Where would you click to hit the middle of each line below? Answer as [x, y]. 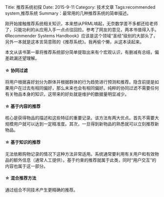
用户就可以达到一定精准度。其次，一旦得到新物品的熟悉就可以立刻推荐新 [86, 124]
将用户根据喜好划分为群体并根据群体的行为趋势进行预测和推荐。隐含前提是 [80, 82]
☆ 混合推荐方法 [21, 178]
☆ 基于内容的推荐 [23, 106]
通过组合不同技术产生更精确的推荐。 [41, 190]
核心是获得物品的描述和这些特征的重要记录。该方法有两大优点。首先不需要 [80, 118]
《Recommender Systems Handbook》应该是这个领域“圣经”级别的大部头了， [81, 36]
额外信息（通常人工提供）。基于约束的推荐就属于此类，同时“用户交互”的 [85, 160]
